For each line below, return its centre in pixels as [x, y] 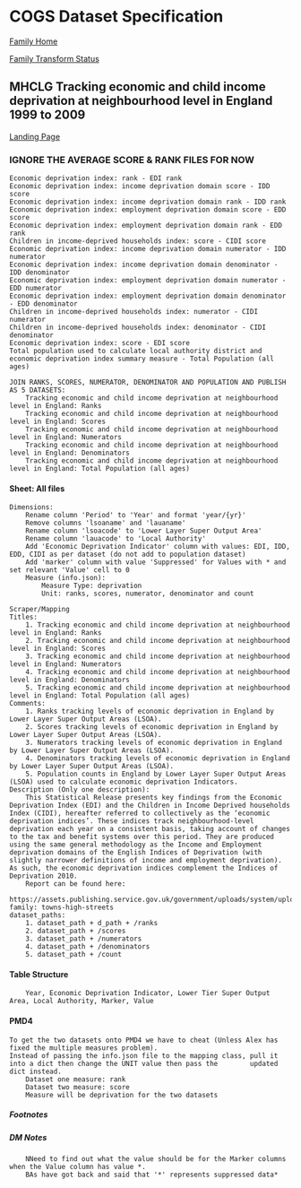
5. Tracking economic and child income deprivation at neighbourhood [158, 688]
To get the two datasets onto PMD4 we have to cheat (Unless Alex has [144, 1040]
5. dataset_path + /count [74, 955]
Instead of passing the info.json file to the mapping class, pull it [144, 1055]
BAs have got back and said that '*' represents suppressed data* [152, 1175]
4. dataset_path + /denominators [88, 947]
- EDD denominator [43, 304]
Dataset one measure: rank [76, 1079]
